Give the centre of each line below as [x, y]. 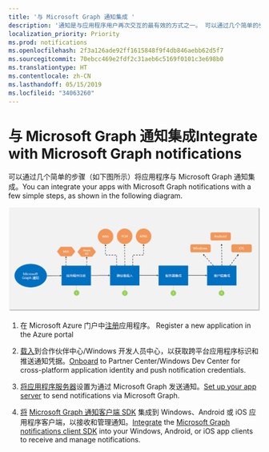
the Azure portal [46, 334]
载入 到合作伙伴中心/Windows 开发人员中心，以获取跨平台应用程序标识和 [139, 351]
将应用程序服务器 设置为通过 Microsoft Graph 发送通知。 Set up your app [138, 386]
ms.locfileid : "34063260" [51, 93]
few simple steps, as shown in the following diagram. [95, 196]
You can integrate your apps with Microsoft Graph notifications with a [137, 187]
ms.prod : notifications [48, 42]
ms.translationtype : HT [48, 68]
